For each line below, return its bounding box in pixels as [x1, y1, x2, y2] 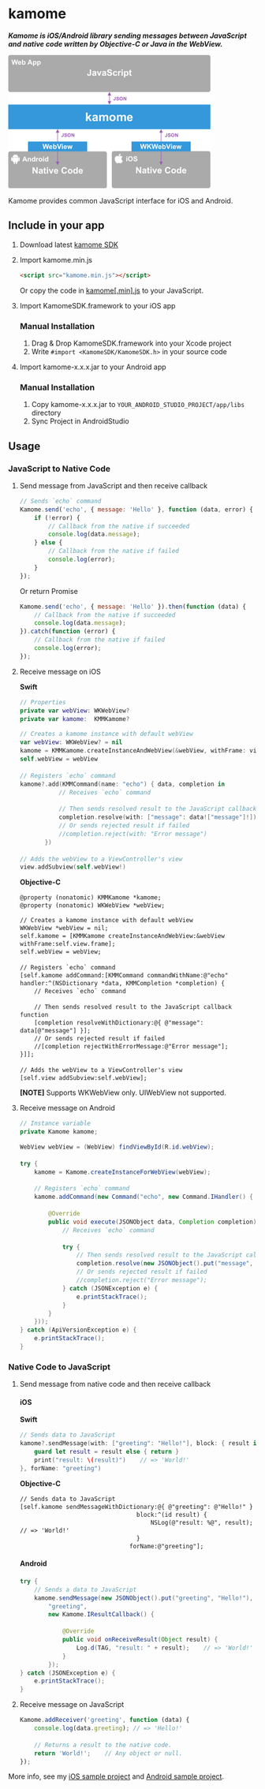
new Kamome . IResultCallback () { [48, 1611, 155, 1619]
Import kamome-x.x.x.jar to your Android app [19, 362, 167, 372]
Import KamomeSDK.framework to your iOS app [19, 301, 176, 310]
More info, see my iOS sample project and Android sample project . [8, 1772, 225, 1781]
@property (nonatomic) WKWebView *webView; [19, 902, 166, 909]
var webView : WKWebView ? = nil [19, 738, 123, 746]
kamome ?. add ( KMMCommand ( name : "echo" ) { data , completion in [19, 780, 226, 788]
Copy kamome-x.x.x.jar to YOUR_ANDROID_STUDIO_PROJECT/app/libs [31, 400, 245, 409]
